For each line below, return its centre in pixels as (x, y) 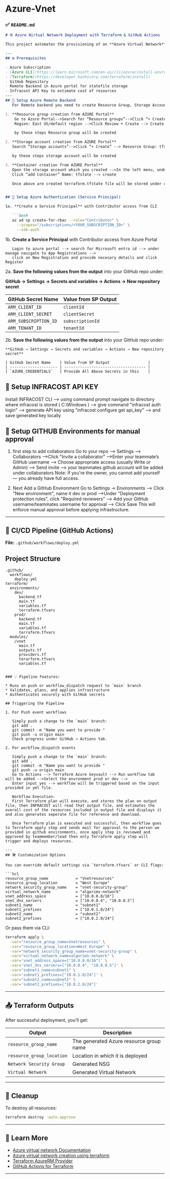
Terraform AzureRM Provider (43, 1161)
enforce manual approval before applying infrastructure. (71, 510)
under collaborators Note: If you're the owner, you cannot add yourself (86, 473)
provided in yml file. (29, 788)
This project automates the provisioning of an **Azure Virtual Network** (86, 44)
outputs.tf (30, 650)
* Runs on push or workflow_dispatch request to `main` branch (73, 685)
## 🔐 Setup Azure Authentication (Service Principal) (63, 197)
